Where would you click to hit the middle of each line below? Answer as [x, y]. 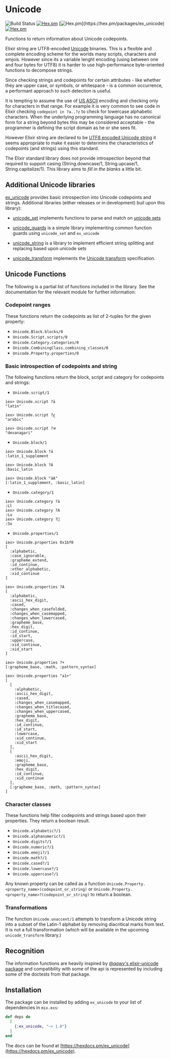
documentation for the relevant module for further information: [71, 292]
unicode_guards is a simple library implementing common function [82, 228]
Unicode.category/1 [33, 493]
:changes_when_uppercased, [43, 712]
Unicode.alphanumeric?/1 [39, 837]
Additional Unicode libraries [50, 185]
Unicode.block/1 [30, 443]
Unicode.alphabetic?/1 [37, 831]
